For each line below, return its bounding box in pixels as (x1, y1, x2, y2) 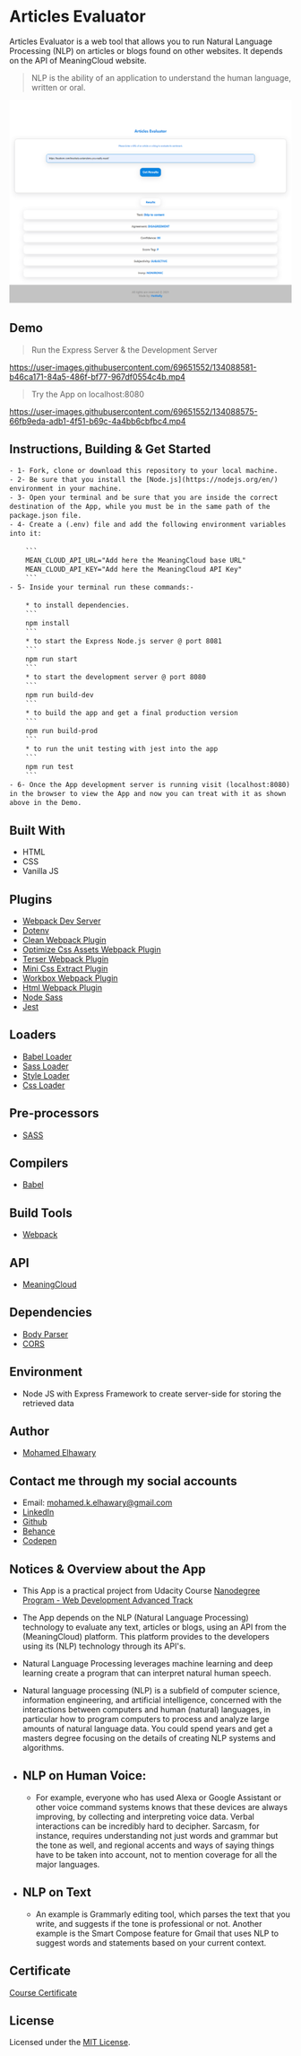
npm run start (25, 655, 78, 664)
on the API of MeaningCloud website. (9, 55, 147, 66)
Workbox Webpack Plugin (21, 972, 118, 984)
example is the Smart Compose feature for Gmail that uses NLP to (35, 1928, 279, 1938)
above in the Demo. (9, 799, 82, 808)
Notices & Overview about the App (9, 1562, 206, 1577)
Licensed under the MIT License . (9, 2037, 131, 2048)
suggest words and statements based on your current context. (35, 1937, 267, 1948)
